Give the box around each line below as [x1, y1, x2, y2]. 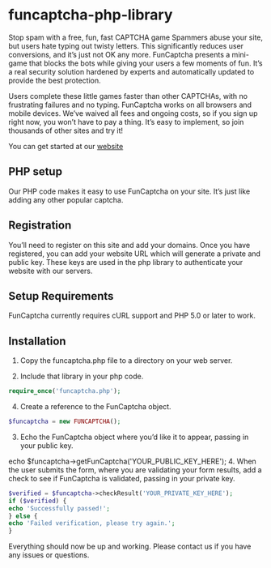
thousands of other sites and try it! [8, 126, 124, 135]
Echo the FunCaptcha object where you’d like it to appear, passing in [19, 432, 249, 442]
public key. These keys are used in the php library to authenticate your [8, 257, 243, 267]
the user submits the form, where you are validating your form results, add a [8, 464, 262, 475]
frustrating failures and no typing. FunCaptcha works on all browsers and [8, 100, 252, 109]
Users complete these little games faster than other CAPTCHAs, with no [8, 91, 248, 100]
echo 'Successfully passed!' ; [8, 504, 111, 512]
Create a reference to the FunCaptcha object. [19, 402, 171, 412]
